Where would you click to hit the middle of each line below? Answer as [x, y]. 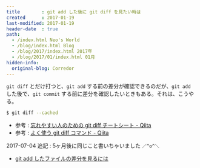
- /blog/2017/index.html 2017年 [52, 52]
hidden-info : [23, 62]
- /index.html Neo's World [46, 40]
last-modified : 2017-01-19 [40, 23]
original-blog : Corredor [43, 68]
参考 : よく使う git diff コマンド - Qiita [62, 133]
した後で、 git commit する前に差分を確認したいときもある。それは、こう [98, 94]
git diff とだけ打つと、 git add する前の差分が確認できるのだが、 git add [98, 86]
